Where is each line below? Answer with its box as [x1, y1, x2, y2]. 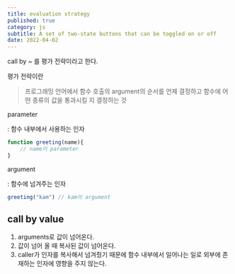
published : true [7, 17, 55, 24]
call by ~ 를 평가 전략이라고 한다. [7, 57, 98, 66]
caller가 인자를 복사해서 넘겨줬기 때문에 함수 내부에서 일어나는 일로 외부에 [17, 251, 221, 259]
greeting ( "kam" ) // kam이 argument [7, 193, 111, 200]
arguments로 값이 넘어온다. [17, 233, 95, 241]
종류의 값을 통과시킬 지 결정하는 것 [32, 96, 127, 105]
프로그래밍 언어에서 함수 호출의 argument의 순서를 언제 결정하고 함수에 [24, 87, 222, 96]
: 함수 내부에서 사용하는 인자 [7, 125, 85, 133]
